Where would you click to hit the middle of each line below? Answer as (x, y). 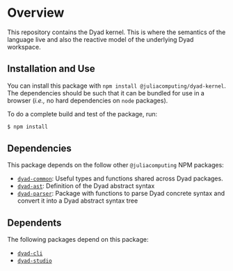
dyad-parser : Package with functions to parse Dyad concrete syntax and (121, 194)
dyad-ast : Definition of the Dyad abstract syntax (86, 186)
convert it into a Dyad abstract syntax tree (78, 201)
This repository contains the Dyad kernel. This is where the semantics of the (116, 32)
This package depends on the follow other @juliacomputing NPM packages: (115, 165)
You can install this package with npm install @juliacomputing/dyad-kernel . (116, 86)
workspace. (24, 47)
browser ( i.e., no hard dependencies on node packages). (88, 100)
